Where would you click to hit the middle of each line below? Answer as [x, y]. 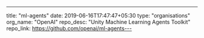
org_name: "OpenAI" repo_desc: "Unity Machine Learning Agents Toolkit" [98, 22]
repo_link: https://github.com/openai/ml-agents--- [69, 28]
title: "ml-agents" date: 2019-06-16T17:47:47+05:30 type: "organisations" [98, 15]
